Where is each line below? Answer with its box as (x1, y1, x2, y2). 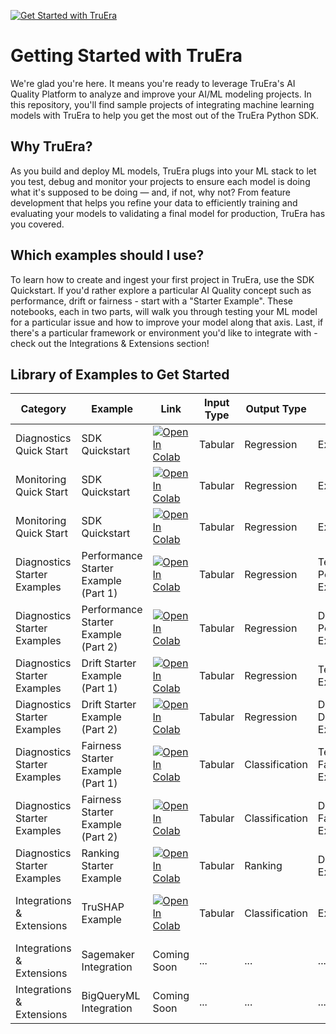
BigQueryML (81, 989, 141, 1003)
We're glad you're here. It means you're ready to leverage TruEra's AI (10, 77, 296, 89)
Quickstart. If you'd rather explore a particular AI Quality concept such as (10, 284, 312, 296)
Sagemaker (81, 948, 135, 962)
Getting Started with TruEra (10, 45, 243, 67)
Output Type (245, 402, 307, 416)
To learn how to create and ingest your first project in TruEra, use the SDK (10, 273, 315, 285)
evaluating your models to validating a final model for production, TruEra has (10, 207, 326, 219)
